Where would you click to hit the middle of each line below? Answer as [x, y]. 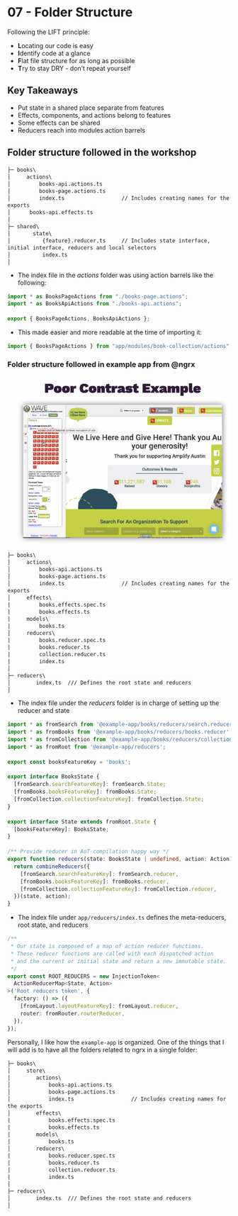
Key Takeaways [43, 90]
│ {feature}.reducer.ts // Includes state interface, [109, 241]
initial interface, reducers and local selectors [82, 248]
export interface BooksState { [53, 777]
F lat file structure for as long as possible [76, 60]
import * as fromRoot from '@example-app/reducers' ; [87, 747]
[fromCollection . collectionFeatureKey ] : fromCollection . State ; [109, 799]
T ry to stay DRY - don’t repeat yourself [74, 68]
